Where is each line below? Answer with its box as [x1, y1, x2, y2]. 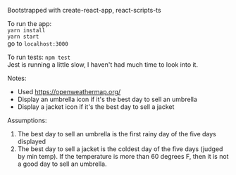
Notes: [7, 74, 27, 82]
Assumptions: [7, 116, 47, 124]
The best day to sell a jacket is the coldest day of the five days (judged [17, 145, 223, 153]
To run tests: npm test [7, 53, 71, 61]
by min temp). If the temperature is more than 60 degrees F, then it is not [17, 153, 229, 160]
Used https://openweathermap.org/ [17, 88, 121, 96]
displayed [17, 137, 46, 145]
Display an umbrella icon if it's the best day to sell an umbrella [17, 95, 197, 103]
